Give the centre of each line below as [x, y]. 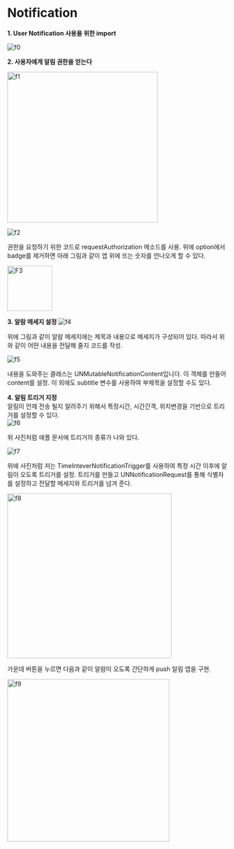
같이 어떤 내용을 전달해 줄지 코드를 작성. [68, 345]
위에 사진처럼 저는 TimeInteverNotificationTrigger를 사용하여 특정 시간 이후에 [114, 465]
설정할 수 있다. [39, 415]
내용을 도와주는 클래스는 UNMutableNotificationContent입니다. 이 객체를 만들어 [117, 373]
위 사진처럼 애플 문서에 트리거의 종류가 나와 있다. [73, 437]
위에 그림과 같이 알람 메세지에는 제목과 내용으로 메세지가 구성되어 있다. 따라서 [112, 336]
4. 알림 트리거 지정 [32, 397]
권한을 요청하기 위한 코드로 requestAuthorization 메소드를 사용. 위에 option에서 [116, 247]
